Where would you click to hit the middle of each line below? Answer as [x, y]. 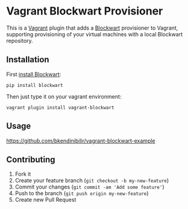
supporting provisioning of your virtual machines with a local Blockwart [94, 34]
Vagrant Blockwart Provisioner [85, 11]
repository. [20, 40]
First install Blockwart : [34, 74]
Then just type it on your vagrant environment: [64, 96]
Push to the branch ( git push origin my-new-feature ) [82, 193]
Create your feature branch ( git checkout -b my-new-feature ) [92, 181]
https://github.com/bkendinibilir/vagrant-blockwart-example [81, 141]
